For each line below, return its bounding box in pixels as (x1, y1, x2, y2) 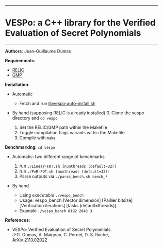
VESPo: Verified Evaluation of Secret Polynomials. (12, 227, 112, 232)
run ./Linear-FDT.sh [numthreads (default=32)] (19, 163, 116, 169)
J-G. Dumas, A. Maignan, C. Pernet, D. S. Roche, (12, 231, 109, 237)
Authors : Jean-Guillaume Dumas (5, 48, 71, 54)
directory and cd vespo (12, 115, 58, 121)
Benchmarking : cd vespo (5, 144, 55, 150)
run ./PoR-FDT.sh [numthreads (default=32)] (19, 168, 110, 174)
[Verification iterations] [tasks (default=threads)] (19, 202, 116, 208)
